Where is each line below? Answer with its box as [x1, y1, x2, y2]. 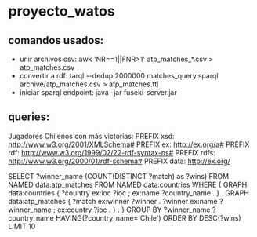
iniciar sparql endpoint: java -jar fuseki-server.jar [19, 88, 178, 97]
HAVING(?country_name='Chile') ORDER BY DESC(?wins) [56, 213, 241, 222]
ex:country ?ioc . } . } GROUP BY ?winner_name [57, 205, 211, 214]
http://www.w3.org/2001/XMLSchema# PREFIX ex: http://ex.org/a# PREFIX [8, 140, 250, 149]
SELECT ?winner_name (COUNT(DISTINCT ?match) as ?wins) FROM [8, 171, 230, 180]
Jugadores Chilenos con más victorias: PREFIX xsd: [8, 131, 175, 140]
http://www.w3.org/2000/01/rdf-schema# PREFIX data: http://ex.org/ [8, 156, 231, 166]
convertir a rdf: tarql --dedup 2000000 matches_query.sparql [19, 71, 219, 80]
